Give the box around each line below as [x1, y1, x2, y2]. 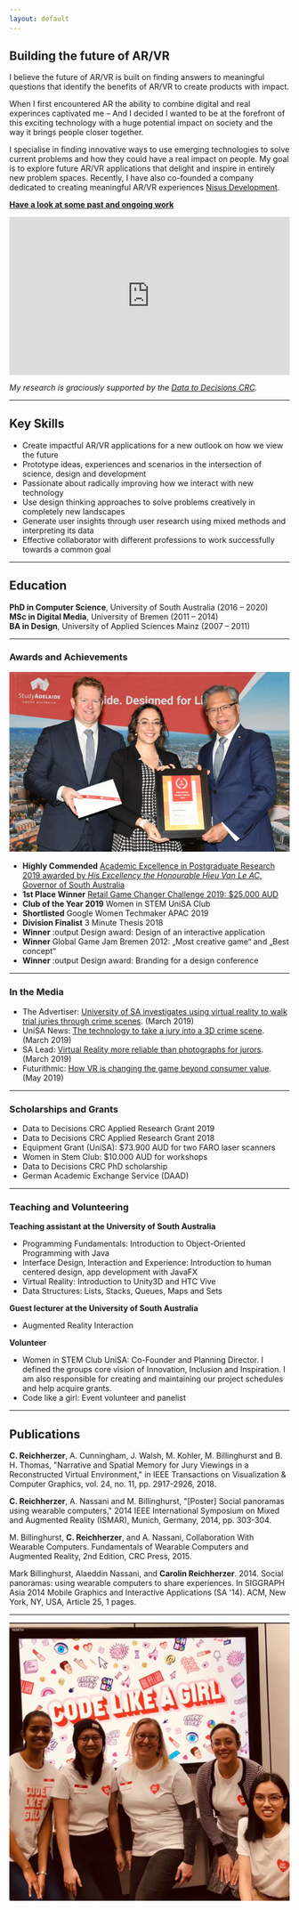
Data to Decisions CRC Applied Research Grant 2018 [21, 1132, 215, 1143]
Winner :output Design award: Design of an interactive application [21, 927, 265, 938]
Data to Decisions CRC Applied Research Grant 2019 [21, 1122, 215, 1134]
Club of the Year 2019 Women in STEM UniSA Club [21, 899, 211, 910]
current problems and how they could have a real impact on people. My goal [9, 154, 289, 165]
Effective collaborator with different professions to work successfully [21, 534, 276, 545]
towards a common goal [21, 544, 111, 554]
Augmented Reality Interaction [21, 1320, 133, 1331]
